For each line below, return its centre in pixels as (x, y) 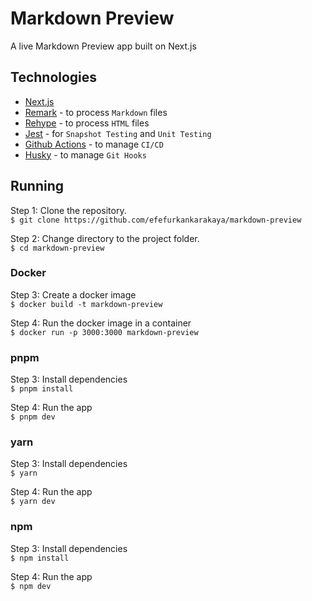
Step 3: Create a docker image (73, 294)
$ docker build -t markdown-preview (86, 304)
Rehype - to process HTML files (87, 123)
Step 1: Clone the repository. (68, 210)
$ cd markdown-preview (57, 248)
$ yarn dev (33, 502)
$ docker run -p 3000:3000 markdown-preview (104, 332)
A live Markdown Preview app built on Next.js (103, 46)
